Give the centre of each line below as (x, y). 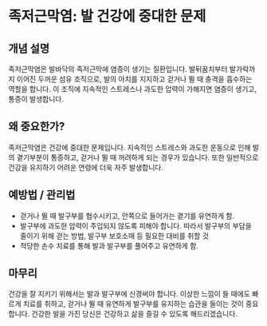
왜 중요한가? (37, 127)
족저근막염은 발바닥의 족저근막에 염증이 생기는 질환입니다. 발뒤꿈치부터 (118, 69)
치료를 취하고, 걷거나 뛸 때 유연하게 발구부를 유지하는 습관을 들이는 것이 (133, 304)
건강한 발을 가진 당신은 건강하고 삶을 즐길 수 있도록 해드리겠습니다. (134, 314)
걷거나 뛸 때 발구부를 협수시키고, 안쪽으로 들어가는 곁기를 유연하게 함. (127, 216)
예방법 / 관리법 (42, 195)
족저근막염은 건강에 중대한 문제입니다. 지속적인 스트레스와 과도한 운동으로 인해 (130, 147)
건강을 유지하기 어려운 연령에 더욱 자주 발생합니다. (86, 167)
